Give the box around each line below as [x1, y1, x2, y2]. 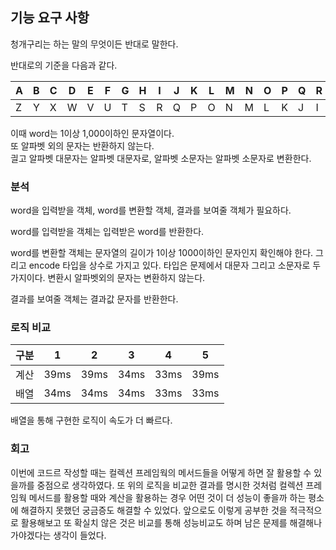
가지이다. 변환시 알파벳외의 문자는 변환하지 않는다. [10, 272, 206, 284]
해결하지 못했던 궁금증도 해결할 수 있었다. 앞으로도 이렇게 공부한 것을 [20, 504, 288, 516]
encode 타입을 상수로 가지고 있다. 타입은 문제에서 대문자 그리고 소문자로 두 [28, 259, 322, 272]
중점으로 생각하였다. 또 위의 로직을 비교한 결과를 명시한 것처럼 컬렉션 [36, 479, 304, 491]
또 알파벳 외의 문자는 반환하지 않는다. [10, 139, 155, 152]
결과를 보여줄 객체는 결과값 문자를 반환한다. [10, 293, 179, 305]
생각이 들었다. [53, 529, 107, 541]
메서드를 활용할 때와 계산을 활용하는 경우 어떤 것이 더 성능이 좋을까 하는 [28, 491, 307, 503]
